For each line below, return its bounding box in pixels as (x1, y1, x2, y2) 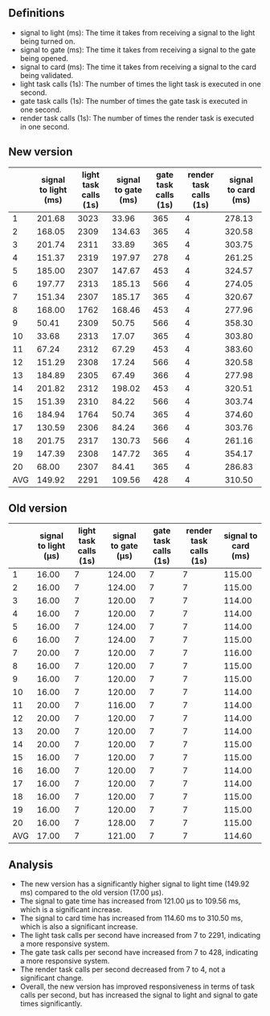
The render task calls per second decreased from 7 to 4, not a (19, 965, 226, 974)
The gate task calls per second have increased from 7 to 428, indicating (19, 948, 259, 957)
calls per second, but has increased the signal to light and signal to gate (19, 990, 259, 1000)
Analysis (8, 858, 54, 871)
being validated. (19, 70, 74, 80)
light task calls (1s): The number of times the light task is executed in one (19, 79, 261, 88)
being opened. (19, 53, 68, 63)
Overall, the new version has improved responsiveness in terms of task (19, 981, 256, 992)
